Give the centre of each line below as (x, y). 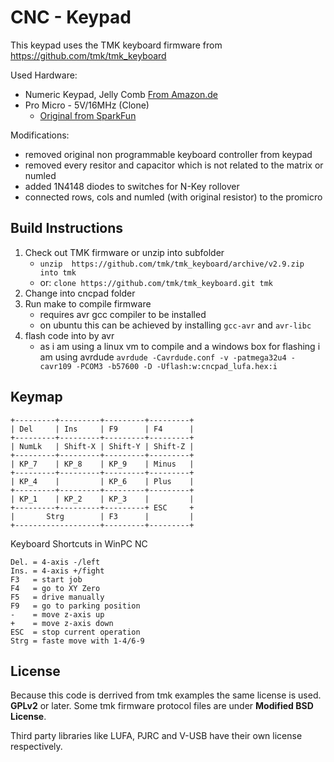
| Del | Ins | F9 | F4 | (102, 429)
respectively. (36, 747)
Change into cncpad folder (80, 293)
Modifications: (40, 135)
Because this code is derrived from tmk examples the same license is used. (166, 695)
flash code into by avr (69, 335)
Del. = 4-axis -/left (55, 562)
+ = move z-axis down (62, 623)
